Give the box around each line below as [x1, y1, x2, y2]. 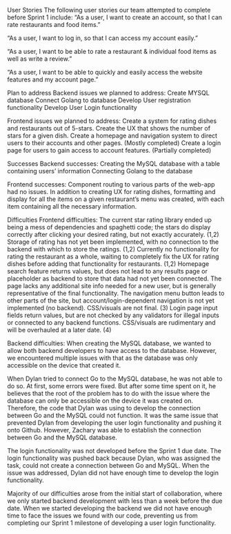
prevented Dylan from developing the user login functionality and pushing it [7, 419, 222, 427]
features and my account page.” [7, 75, 99, 84]
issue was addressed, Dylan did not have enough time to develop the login [7, 469, 219, 477]
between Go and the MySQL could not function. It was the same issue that [7, 411, 219, 419]
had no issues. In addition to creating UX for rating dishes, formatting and [7, 188, 216, 196]
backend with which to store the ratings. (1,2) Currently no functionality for [7, 245, 219, 253]
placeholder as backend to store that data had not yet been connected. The [7, 274, 222, 283]
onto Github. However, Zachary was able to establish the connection [7, 426, 201, 434]
